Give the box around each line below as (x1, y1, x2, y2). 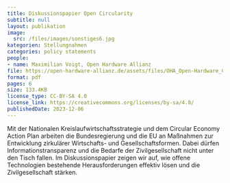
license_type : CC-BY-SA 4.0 (7, 93, 88, 100)
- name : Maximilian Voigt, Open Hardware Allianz (7, 61, 152, 68)
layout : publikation (7, 23, 66, 29)
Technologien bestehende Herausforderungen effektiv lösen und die (7, 160, 201, 169)
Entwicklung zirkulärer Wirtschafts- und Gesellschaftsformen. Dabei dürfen (7, 138, 220, 147)
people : (7, 55, 29, 62)
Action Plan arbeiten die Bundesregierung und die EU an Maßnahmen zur (7, 132, 214, 140)
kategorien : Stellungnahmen (7, 42, 88, 49)
